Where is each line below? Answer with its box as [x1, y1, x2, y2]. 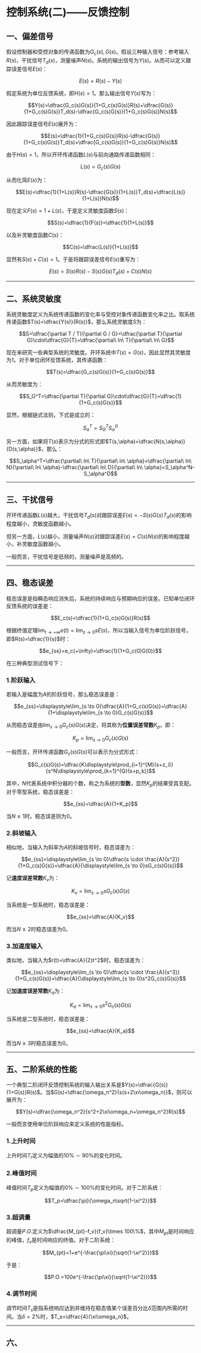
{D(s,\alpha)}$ [6, 445, 42, 452]
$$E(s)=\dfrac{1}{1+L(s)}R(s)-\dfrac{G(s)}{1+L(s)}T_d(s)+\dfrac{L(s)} [16, 188, 185, 196]
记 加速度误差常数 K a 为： [6, 987, 65, 996]
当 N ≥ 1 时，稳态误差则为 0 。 [6, 813, 75, 820]
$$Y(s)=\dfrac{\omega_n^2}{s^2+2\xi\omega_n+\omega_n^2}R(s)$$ [16, 1108, 185, 1115]
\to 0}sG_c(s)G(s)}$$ [131, 862, 184, 869]
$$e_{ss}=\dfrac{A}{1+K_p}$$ [63, 800, 138, 808]
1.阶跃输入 [6, 676, 36, 684]
